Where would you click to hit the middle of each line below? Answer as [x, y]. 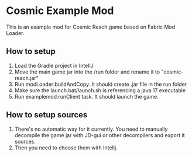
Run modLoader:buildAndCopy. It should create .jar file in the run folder [101, 84]
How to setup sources [47, 115]
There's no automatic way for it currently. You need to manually [91, 129]
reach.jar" [27, 78]
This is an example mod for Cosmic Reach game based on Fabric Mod [91, 27]
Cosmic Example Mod [60, 11]
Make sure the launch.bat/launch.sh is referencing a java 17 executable [100, 90]
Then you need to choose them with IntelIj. [66, 148]
